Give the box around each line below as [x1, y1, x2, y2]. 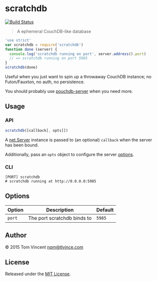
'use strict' [5, 37, 31, 43]
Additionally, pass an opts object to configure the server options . [5, 151, 134, 157]
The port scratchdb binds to [28, 214, 92, 221]
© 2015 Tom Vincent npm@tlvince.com [5, 244, 83, 250]
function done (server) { [5, 47, 57, 52]
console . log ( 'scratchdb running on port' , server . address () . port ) [9, 52, 146, 56]
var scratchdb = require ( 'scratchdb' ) [5, 42, 83, 47]
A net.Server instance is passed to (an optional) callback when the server [5, 137, 153, 142]
